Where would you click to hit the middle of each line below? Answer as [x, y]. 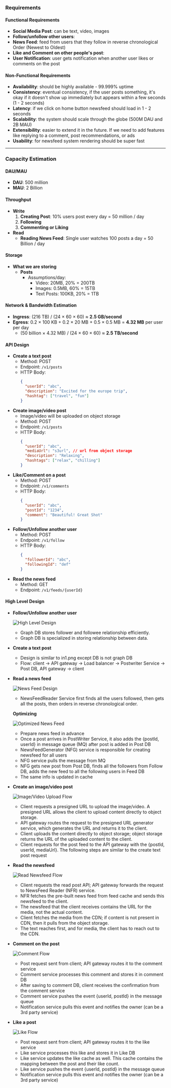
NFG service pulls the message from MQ [63, 760]
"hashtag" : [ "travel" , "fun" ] [57, 396]
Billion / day [32, 244]
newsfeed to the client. [44, 901]
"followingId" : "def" [48, 565]
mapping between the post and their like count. [70, 1063]
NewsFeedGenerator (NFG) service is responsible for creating [85, 749]
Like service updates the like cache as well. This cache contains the [91, 1058]
